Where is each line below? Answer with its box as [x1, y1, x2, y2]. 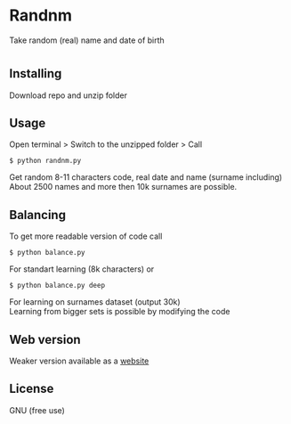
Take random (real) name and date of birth [9, 35, 165, 45]
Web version [9, 331, 82, 347]
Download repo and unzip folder [9, 90, 127, 101]
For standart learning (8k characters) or [9, 264, 155, 274]
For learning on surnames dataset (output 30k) [9, 297, 181, 307]
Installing [9, 66, 62, 81]
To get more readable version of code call [9, 231, 163, 241]
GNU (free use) [9, 404, 65, 415]
